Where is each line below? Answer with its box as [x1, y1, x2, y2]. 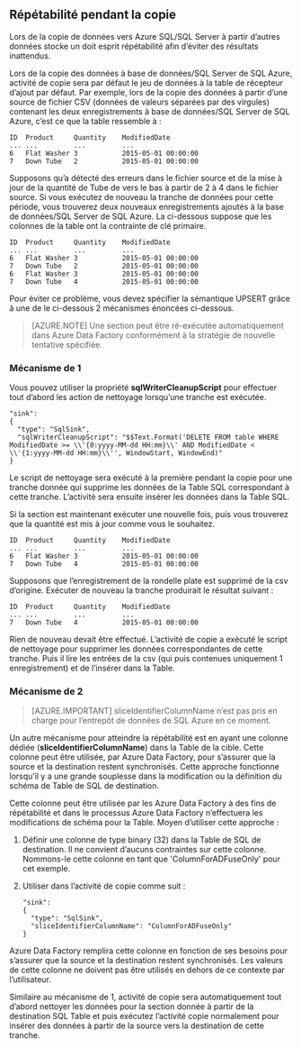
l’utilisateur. [9, 974, 52, 985]
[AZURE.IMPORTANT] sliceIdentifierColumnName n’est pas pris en [31, 706, 278, 716]
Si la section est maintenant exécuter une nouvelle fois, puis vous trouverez [9, 509, 289, 520]
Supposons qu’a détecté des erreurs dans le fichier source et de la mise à [9, 172, 283, 183]
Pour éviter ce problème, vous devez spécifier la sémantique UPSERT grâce [9, 293, 290, 304]
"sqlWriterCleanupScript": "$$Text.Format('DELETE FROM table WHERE [17, 433, 279, 442]
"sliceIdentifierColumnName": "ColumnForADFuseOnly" [31, 922, 233, 931]
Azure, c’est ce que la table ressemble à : [9, 115, 162, 126]
